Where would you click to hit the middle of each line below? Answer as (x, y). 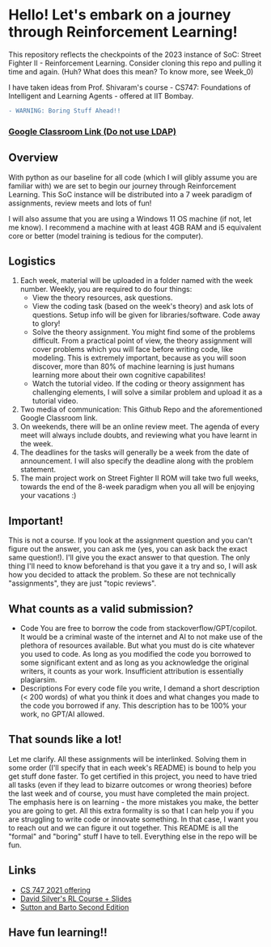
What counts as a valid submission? (101, 609)
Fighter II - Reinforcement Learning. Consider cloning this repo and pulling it (135, 63)
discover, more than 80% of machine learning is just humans (133, 366)
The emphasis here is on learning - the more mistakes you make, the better (133, 801)
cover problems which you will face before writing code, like (132, 349)
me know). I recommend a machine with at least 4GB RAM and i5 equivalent (135, 227)
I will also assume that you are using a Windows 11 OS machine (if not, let (130, 218)
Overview (34, 158)
